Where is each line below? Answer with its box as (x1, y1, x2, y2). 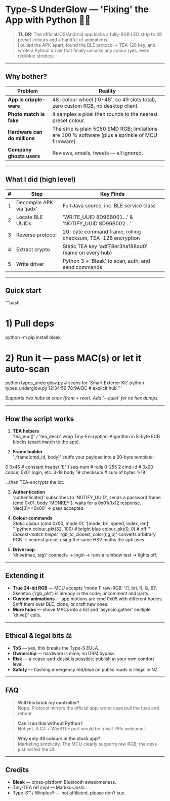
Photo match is (8, 110, 45, 117)
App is (8, 96, 24, 103)
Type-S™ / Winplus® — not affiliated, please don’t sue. (12, 790, 126, 796)
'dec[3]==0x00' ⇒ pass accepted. (12, 505, 85, 511)
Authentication (12, 489, 46, 495)
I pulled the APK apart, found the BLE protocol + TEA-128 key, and (17, 42, 156, 48)
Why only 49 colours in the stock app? (17, 735, 101, 742)
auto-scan (5, 363, 50, 375)
